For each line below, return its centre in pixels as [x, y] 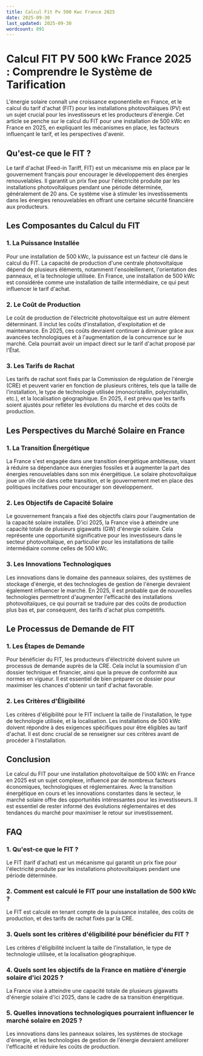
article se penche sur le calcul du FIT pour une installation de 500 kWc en [98, 121]
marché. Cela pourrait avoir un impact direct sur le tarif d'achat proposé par [101, 343]
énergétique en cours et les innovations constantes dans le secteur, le [94, 793]
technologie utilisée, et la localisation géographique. [71, 954]
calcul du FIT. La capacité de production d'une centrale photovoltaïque [95, 263]
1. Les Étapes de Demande [45, 646]
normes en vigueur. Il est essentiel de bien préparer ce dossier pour [91, 679]
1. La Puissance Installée [43, 243]
